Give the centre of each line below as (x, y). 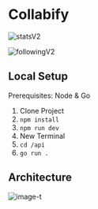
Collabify (39, 15)
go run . (34, 153)
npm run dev (39, 128)
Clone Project (42, 110)
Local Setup (38, 77)
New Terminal (42, 136)
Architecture (40, 178)
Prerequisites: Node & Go (49, 95)
